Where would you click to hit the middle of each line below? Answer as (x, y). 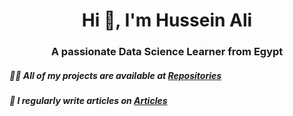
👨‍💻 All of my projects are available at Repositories (115, 75)
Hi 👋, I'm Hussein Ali (167, 20)
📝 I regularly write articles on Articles (88, 101)
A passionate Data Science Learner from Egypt (167, 52)
